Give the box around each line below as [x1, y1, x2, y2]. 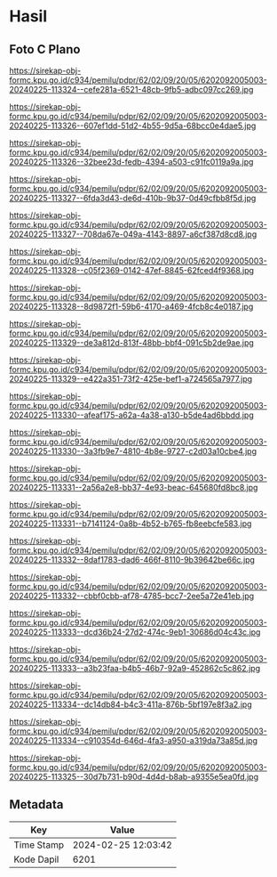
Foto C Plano [9, 42, 81, 57]
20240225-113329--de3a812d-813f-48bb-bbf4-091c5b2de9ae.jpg [9, 337, 255, 348]
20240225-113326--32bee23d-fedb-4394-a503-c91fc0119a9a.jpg [9, 157, 254, 166]
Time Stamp [13, 839, 65, 851]
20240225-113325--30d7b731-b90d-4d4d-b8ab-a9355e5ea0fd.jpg [9, 772, 259, 782]
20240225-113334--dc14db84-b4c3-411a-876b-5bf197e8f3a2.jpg [9, 699, 252, 710]
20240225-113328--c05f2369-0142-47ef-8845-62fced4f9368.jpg [9, 265, 255, 275]
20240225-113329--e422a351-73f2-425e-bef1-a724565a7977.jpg [9, 374, 253, 384]
